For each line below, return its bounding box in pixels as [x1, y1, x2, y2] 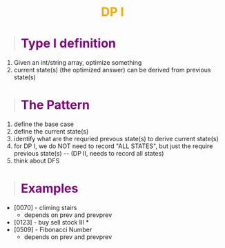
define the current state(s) [13, 127, 89, 136]
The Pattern [20, 97, 90, 113]
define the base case [13, 120, 75, 128]
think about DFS [13, 156, 60, 165]
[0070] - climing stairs [13, 204, 77, 211]
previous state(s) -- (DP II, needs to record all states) [13, 149, 164, 158]
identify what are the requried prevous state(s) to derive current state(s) [13, 135, 219, 143]
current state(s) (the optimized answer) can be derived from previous [13, 66, 211, 74]
